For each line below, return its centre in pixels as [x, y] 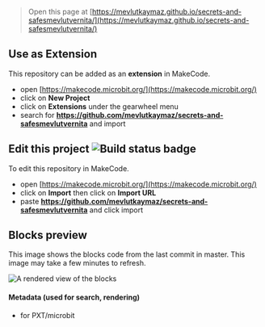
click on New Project [55, 98]
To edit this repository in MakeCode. [69, 168]
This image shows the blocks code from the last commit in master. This [127, 254]
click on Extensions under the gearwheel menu [99, 106]
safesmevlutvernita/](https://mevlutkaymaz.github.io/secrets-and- [139, 20]
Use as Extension [53, 55]
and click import [116, 210]
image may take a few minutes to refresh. [77, 263]
